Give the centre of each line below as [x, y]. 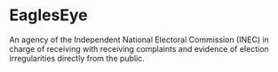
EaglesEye [48, 15]
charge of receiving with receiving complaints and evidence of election [139, 48]
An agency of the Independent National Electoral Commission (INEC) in [139, 40]
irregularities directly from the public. [77, 58]
